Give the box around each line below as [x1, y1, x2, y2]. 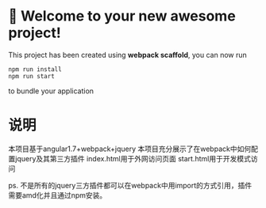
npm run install [8, 65, 62, 74]
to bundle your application [8, 86, 94, 96]
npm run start [8, 72, 56, 80]
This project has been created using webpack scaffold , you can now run [8, 50, 248, 59]
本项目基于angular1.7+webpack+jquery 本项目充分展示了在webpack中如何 [8, 144, 252, 153]
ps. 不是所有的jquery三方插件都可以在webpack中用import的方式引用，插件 [8, 180, 253, 190]
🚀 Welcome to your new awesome [8, 7, 236, 25]
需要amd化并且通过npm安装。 [8, 190, 107, 200]
